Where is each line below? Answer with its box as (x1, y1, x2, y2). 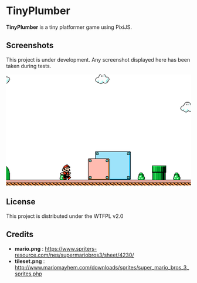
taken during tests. (6, 62, 52, 69)
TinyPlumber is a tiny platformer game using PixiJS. (6, 23, 132, 31)
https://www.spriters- (45, 245, 97, 252)
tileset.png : (14, 257, 45, 265)
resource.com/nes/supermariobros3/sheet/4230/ (14, 251, 134, 258)
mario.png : (14, 245, 44, 252)
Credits (6, 230, 34, 240)
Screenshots (6, 41, 54, 50)
